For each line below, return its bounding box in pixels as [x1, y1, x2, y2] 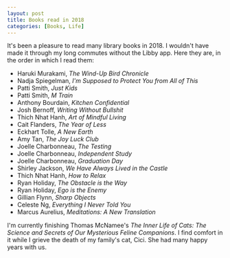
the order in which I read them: [7, 56, 94, 64]
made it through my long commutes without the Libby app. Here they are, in [7, 49, 221, 57]
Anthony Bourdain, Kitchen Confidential [16, 99, 130, 107]
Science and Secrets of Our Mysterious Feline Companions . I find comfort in [7, 228, 223, 237]
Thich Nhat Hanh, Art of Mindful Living [16, 113, 127, 121]
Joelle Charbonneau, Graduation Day [16, 157, 124, 165]
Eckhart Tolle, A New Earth [16, 128, 94, 136]
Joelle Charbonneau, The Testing [16, 142, 112, 151]
